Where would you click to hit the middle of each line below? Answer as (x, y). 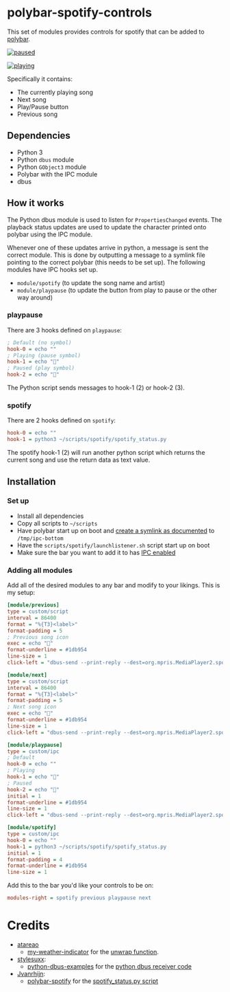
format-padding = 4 (35, 859)
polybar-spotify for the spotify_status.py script (93, 981)
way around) (35, 297)
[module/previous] (33, 605)
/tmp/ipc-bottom (40, 538)
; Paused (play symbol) (41, 368)
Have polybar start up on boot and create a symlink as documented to (116, 530)
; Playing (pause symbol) (44, 355)
